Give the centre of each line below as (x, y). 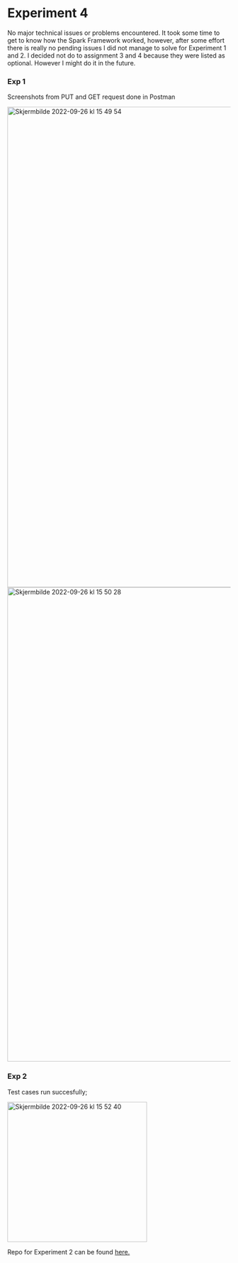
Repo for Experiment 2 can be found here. (69, 1252)
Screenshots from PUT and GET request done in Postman (91, 97)
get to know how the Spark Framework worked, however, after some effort (116, 40)
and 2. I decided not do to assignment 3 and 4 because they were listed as (116, 55)
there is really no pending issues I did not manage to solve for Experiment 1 (117, 48)
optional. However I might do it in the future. (72, 63)
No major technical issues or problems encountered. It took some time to (114, 33)
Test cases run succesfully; (47, 1092)
